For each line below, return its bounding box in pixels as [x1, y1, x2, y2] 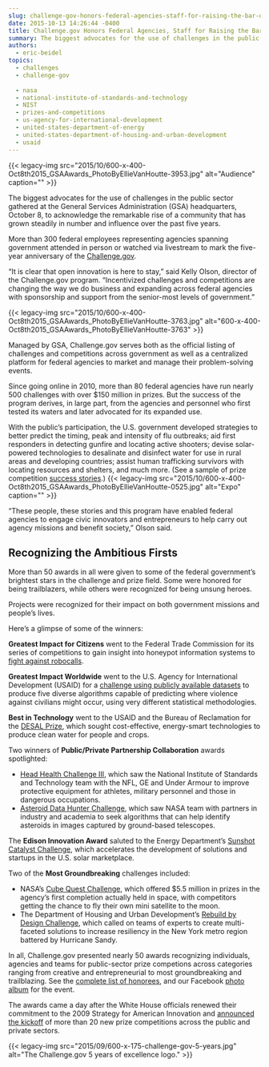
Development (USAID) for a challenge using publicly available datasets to [8, 680, 250, 690]
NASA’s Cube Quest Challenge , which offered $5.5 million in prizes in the [19, 884, 260, 894]
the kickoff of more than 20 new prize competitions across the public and [8, 1017, 251, 1027]
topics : [8, 57, 34, 65]
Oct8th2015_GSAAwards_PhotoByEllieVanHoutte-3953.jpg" [8, 169, 204, 179]
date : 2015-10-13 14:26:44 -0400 [8, 19, 120, 27]
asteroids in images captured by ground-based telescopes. [19, 820, 216, 830]
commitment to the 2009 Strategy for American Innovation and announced [8, 1009, 255, 1018]
